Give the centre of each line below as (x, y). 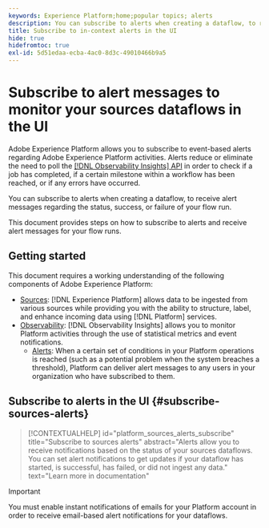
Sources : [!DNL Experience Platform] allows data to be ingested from (134, 299)
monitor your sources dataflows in (125, 110)
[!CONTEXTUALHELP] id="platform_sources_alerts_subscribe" (131, 433)
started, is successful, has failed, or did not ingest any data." (128, 467)
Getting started (47, 256)
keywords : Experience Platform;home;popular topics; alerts (111, 16)
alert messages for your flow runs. (65, 231)
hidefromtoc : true (39, 46)
